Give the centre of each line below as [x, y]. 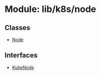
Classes [17, 28]
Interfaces [21, 55]
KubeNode [23, 67]
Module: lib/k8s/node [50, 9]
